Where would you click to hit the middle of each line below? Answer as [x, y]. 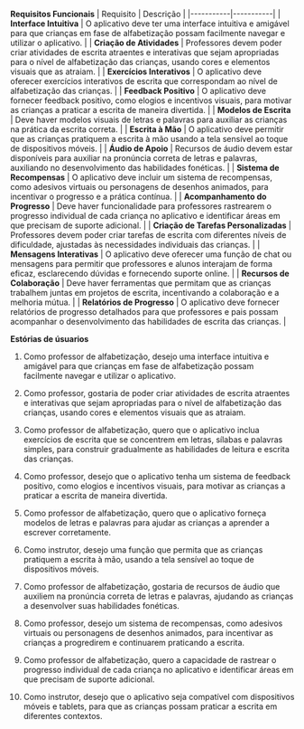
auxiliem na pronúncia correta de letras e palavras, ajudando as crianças [158, 596]
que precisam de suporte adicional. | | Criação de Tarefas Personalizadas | [151, 225]
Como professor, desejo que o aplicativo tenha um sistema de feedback [157, 476]
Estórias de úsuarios [50, 339]
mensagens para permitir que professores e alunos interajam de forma [142, 264]
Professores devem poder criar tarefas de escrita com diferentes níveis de [148, 235]
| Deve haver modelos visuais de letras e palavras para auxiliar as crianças [149, 119]
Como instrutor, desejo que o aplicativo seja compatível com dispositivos [159, 697]
